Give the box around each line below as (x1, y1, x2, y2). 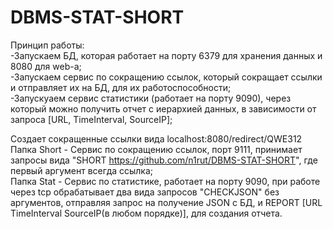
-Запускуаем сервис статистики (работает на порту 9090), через (10, 92, 292, 104)
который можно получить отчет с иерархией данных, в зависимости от (10, 102, 317, 115)
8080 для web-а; (10, 60, 82, 72)
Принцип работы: (10, 39, 85, 51)
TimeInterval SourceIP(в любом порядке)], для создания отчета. (10, 207, 283, 219)
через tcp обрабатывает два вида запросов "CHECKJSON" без (10, 186, 280, 198)
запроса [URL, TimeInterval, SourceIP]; (10, 113, 173, 125)
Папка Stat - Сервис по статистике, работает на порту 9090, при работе (10, 175, 321, 187)
